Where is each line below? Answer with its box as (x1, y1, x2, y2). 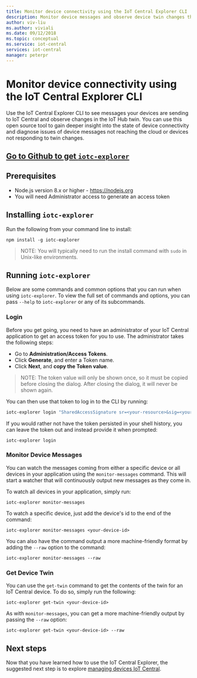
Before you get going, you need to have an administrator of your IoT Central (6, 326, 189, 333)
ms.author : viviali (6, 25, 54, 31)
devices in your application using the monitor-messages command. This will (6, 470, 186, 477)
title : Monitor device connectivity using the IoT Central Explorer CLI (6, 8, 188, 15)
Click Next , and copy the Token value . (14, 362, 108, 369)
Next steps (6, 643, 47, 653)
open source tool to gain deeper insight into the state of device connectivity (6, 121, 189, 129)
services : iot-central (6, 47, 62, 53)
